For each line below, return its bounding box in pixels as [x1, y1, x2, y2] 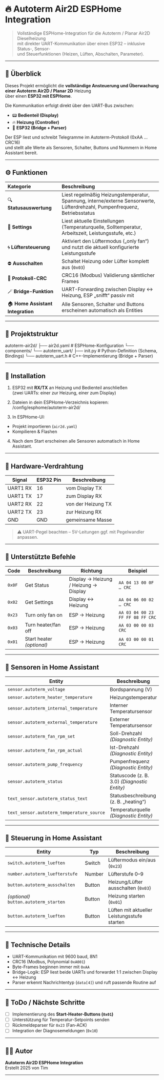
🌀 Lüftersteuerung [7, 244, 50, 250]
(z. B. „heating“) [109, 798, 146, 805]
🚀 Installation [5, 372, 46, 380]
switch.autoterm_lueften [7, 860, 65, 866]
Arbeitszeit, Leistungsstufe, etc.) [61, 229, 136, 236]
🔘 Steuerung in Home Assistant [5, 834, 102, 842]
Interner [109, 702, 128, 709]
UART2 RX [7, 501, 32, 507]
